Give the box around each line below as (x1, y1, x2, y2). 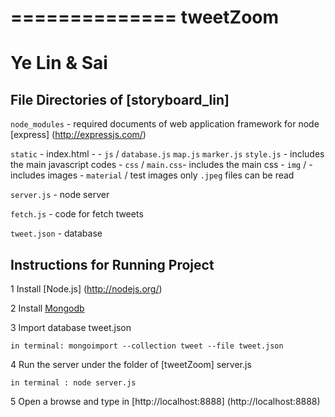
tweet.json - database (10, 227, 103, 240)
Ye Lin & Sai (10, 52, 108, 75)
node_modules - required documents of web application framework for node (10, 118, 320, 130)
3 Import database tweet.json (10, 322, 132, 333)
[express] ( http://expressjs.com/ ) (10, 129, 147, 141)
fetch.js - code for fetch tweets (10, 208, 144, 220)
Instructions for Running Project (10, 256, 215, 273)
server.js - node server (10, 189, 110, 201)
